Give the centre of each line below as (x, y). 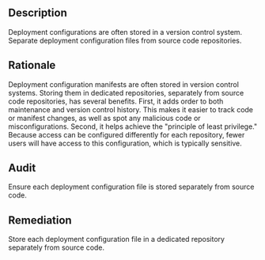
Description (38, 13)
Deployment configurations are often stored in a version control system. (125, 32)
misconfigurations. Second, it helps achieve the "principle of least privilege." (133, 126)
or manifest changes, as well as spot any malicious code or (104, 118)
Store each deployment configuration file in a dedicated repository (117, 239)
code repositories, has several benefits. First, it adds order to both (116, 101)
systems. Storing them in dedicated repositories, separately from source (126, 92)
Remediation (40, 220)
